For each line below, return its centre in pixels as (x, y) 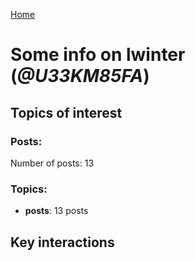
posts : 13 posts (56, 211)
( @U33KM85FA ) (80, 76)
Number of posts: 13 (52, 163)
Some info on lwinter (98, 55)
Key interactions (62, 242)
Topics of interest (66, 112)
